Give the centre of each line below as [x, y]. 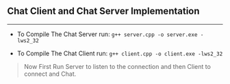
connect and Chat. [50, 74]
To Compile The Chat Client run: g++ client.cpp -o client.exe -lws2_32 [120, 53]
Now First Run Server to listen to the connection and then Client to [117, 66]
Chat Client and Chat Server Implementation [103, 11]
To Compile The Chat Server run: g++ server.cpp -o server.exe [107, 34]
